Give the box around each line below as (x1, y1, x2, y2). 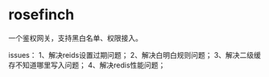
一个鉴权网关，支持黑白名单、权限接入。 (8, 33, 143, 43)
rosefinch (8, 6, 75, 24)
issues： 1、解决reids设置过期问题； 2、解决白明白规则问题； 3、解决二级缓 (8, 50, 262, 59)
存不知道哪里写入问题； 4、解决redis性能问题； (8, 60, 166, 70)
